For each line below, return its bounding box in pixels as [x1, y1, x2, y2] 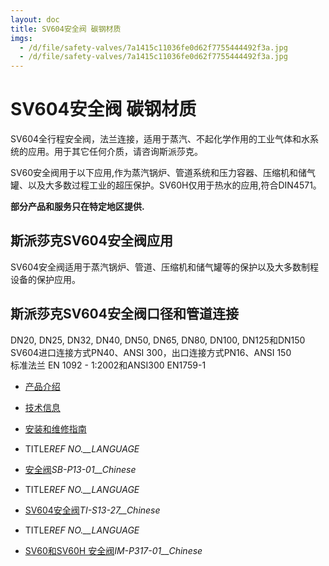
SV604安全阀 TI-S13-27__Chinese [24, 504, 161, 516]
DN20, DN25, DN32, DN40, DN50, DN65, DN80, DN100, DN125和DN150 [10, 334, 306, 346]
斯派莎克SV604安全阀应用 [10, 232, 173, 250]
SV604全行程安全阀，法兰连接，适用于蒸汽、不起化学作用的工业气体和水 [10, 133, 311, 145]
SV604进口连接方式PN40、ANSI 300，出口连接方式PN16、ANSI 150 [10, 346, 292, 358]
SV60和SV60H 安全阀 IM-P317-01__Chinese [24, 544, 203, 556]
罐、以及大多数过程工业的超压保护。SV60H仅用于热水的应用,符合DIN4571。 [10, 179, 322, 191]
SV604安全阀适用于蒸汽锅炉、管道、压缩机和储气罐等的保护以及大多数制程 [10, 261, 320, 273]
